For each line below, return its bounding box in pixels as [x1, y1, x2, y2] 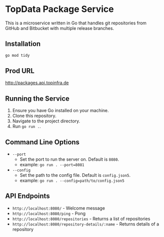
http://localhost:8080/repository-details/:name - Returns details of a [12, 221, 160, 227]
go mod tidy [5, 53, 30, 58]
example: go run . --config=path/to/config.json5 [19, 178, 125, 184]
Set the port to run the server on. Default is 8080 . [19, 156, 119, 162]
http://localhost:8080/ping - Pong [12, 210, 86, 216]
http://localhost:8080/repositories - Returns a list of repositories [12, 216, 151, 222]
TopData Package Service [5, 3, 114, 15]
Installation [5, 40, 41, 48]
